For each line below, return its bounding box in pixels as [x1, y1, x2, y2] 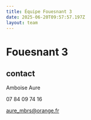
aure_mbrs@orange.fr [6, 107, 60, 114]
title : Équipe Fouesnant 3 [6, 8, 72, 15]
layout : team [6, 20, 38, 25]
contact [6, 69, 35, 79]
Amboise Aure [6, 84, 41, 92]
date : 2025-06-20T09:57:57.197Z [6, 14, 85, 20]
